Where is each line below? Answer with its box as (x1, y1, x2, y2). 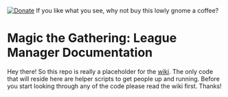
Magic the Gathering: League (7, 31, 177, 46)
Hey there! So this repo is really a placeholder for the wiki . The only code (7, 67, 214, 75)
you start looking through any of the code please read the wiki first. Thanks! (7, 82, 222, 90)
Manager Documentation (7, 45, 153, 61)
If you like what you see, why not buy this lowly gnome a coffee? (36, 7, 219, 14)
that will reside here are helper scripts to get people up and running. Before (7, 74, 220, 83)
